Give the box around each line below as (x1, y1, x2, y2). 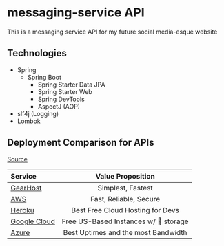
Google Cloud (10, 216, 55, 226)
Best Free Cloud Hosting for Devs (71, 205, 179, 214)
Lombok (17, 117, 41, 125)
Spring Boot (27, 73, 62, 81)
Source (7, 155, 28, 163)
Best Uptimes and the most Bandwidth (63, 227, 187, 237)
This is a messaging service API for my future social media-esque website (7, 27, 218, 36)
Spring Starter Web (37, 87, 93, 96)
